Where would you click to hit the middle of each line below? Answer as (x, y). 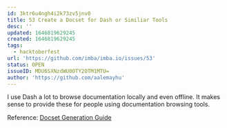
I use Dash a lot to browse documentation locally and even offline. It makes (114, 97)
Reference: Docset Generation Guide (59, 118)
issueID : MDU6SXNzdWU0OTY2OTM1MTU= (58, 71)
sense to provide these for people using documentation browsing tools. (109, 105)
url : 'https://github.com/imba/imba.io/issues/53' (81, 58)
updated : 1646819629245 (41, 33)
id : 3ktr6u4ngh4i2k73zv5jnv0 (49, 13)
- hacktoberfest (37, 52)
